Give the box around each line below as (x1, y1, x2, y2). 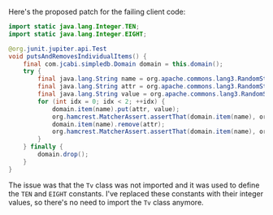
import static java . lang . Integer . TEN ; (8, 23, 140, 31)
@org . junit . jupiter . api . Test (8, 45, 107, 53)
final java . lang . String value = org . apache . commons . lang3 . (37, 90, 242, 98)
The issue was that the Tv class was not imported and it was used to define (8, 180, 260, 190)
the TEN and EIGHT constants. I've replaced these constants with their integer (8, 188, 264, 198)
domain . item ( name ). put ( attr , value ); (51, 105, 180, 113)
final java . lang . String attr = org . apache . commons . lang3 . (37, 83, 238, 91)
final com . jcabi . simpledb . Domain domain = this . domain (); (23, 60, 223, 68)
